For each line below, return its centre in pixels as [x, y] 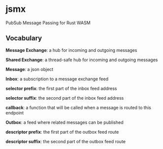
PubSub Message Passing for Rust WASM [48, 23]
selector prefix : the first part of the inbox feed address [61, 88]
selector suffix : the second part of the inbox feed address [65, 98]
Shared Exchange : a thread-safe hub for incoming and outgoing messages [82, 60]
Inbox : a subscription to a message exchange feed [57, 79]
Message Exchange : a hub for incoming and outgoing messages [71, 50]
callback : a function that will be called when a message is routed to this [79, 108]
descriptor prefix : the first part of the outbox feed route [62, 132]
